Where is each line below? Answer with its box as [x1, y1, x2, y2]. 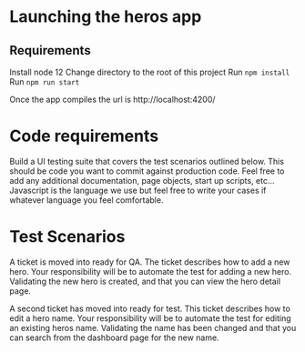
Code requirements [9, 126, 159, 146]
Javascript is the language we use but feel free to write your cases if [9, 185, 267, 196]
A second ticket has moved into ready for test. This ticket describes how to [9, 303, 291, 314]
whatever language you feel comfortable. [9, 194, 164, 206]
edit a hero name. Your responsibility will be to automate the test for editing [9, 312, 291, 324]
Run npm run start [9, 76, 80, 87]
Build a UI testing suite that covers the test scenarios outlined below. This [9, 156, 285, 166]
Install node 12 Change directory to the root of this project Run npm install [9, 66, 290, 77]
